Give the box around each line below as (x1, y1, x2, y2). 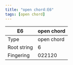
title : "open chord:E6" (5, 7, 54, 12)
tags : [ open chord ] (5, 12, 45, 17)
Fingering (7, 52, 30, 59)
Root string (7, 44, 33, 51)
